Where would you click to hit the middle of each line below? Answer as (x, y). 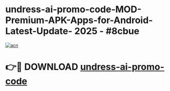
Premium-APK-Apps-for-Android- (79, 20)
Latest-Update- (39, 31)
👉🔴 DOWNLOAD (42, 67)
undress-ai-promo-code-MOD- (73, 9)
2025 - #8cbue (107, 31)
